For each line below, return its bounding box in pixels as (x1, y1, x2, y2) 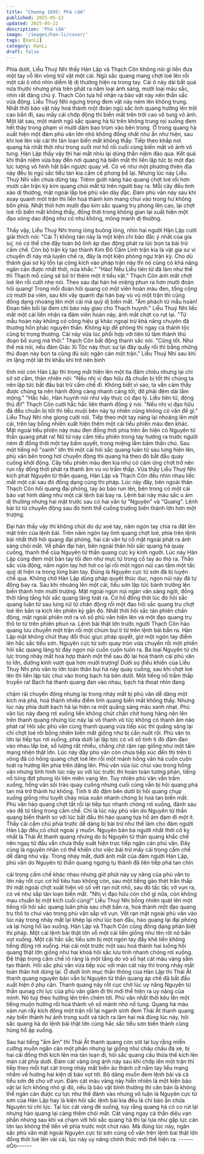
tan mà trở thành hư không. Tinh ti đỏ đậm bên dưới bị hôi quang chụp (6, 787, 182, 794)
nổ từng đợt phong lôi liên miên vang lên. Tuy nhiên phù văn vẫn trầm (6, 774, 180, 782)
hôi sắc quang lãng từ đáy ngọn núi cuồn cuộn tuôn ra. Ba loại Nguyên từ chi (6, 645, 199, 653)
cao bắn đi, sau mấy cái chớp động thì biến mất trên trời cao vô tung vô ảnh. (6, 111, 198, 118)
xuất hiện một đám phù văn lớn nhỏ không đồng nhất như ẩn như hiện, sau (6, 130, 193, 137)
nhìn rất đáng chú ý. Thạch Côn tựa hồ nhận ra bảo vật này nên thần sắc (6, 91, 188, 98)
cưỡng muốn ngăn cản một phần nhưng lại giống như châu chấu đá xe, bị (6, 1045, 190, 1052)
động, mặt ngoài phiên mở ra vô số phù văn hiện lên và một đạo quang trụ (6, 613, 192, 620)
